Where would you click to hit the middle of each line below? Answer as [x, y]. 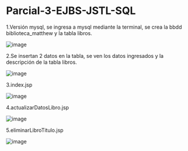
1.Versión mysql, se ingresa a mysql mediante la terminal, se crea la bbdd [94, 27]
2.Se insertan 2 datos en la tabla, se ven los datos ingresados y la [85, 56]
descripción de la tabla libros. [41, 62]
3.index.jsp [19, 85]
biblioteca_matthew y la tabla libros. [49, 33]
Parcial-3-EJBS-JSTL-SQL [71, 11]
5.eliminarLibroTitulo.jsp [35, 130]
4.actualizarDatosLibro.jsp [37, 107]
